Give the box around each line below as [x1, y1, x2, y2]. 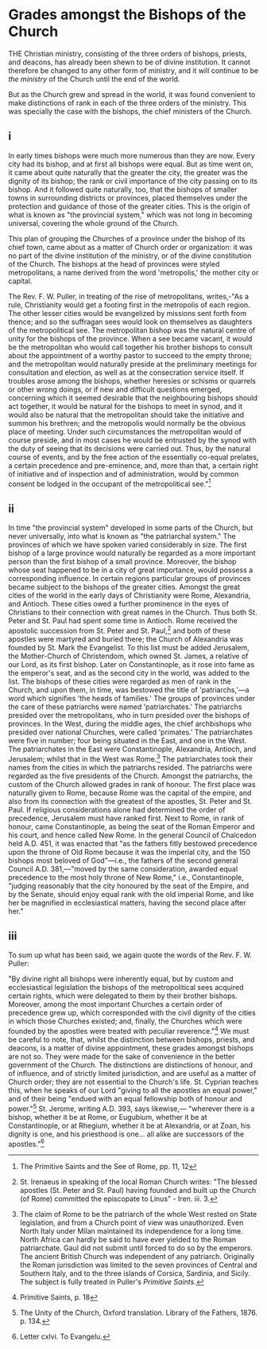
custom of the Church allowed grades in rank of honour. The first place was [8, 779, 256, 789]
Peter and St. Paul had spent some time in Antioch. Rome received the [8, 616, 238, 626]
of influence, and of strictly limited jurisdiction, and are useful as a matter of [8, 1069, 257, 1078]
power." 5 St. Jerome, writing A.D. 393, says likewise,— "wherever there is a [8, 1102, 255, 1113]
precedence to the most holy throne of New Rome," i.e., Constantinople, [8, 872, 244, 882]
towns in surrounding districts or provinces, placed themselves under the [8, 193, 248, 202]
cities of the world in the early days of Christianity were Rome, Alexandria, [8, 591, 251, 600]
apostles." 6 [8, 1137, 45, 1148]
